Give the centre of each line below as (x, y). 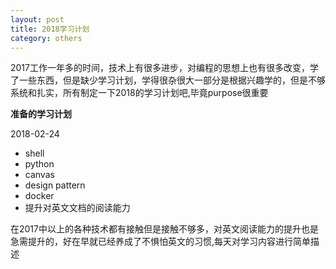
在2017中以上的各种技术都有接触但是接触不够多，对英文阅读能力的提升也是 (164, 229)
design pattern (55, 185)
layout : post (37, 19)
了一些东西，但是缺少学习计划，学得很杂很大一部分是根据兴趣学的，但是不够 (168, 80)
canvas (39, 175)
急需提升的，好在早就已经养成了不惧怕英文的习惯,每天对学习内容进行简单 (161, 242)
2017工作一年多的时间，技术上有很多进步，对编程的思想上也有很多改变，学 (164, 68)
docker (39, 196)
